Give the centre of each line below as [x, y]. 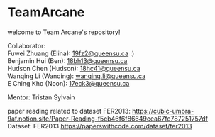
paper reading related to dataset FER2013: [69, 111]
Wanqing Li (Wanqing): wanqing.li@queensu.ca [77, 76]
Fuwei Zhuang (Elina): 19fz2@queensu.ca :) [71, 53]
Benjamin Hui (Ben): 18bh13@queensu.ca [67, 60]
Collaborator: [27, 45]
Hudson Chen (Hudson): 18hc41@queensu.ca [74, 68]
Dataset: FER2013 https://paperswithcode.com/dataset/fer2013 [100, 126]
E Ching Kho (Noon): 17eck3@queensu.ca [68, 83]
